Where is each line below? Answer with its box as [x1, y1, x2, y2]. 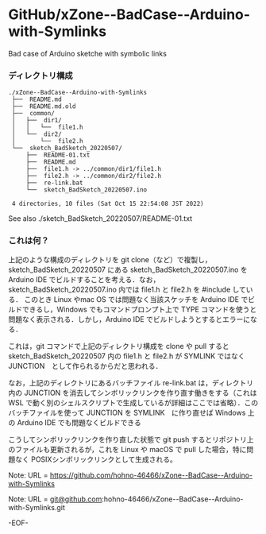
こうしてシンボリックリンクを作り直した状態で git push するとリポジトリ [8, 435, 248, 444]
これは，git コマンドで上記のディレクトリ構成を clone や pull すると [8, 341, 230, 350]
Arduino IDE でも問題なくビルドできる [17, 417, 141, 427]
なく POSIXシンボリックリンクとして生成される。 [14, 455, 177, 464]
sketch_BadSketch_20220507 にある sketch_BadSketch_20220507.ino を [8, 265, 248, 274]
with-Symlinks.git [8, 502, 65, 512]
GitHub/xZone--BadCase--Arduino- [8, 6, 251, 24]
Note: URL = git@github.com [8, 494, 102, 504]
